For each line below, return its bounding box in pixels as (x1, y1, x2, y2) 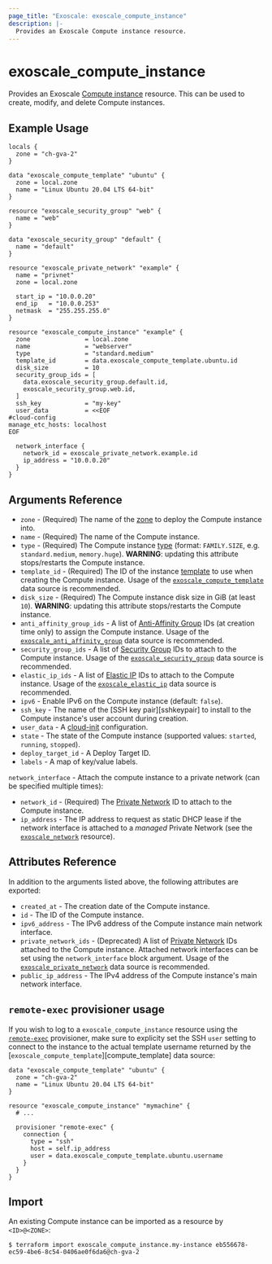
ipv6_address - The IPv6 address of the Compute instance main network (19, 918, 262, 928)
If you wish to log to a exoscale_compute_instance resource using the (8, 1024, 238, 1034)
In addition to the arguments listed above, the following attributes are (8, 876, 239, 886)
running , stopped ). (19, 739, 81, 749)
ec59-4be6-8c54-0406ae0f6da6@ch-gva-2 (8, 1248, 140, 1257)
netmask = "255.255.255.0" (15, 307, 111, 315)
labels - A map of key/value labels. (19, 757, 138, 766)
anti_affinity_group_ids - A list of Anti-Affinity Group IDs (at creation (19, 618, 255, 628)
